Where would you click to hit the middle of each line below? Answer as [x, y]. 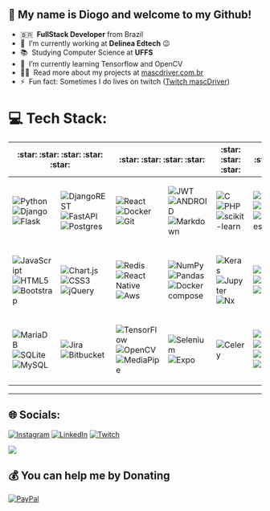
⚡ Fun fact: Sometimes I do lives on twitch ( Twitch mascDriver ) [125, 81]
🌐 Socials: [35, 415]
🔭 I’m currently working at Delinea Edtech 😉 [95, 43]
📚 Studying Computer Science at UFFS [86, 52]
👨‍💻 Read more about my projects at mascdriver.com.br [112, 72]
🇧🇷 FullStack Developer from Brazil [82, 34]
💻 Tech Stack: [58, 118]
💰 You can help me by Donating [89, 475]
